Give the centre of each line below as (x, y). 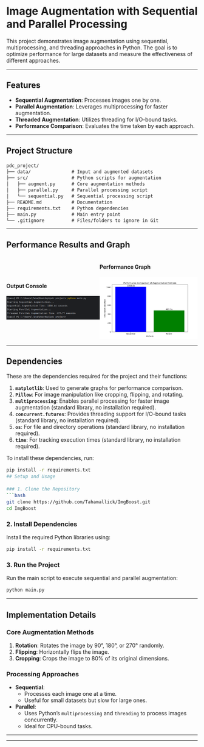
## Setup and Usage (31, 476)
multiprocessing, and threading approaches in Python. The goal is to (92, 48)
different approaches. (33, 60)
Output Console (27, 286)
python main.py (25, 590)
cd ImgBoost (21, 508)
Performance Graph (125, 267)
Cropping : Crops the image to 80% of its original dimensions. (92, 658)
